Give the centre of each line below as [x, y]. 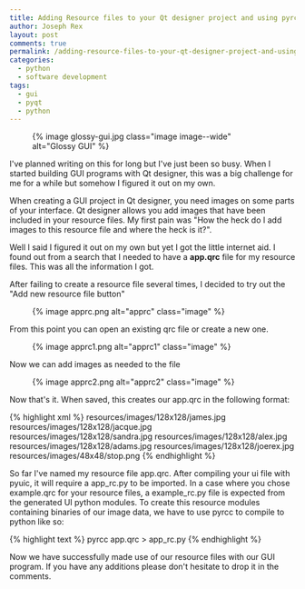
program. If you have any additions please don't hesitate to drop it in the [144, 567]
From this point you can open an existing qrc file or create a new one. [139, 329]
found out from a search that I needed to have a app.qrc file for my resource [152, 257]
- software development [62, 77]
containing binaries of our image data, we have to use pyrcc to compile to [147, 512]
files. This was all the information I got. [82, 267]
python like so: [37, 522]
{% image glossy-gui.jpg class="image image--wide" [132, 136]
